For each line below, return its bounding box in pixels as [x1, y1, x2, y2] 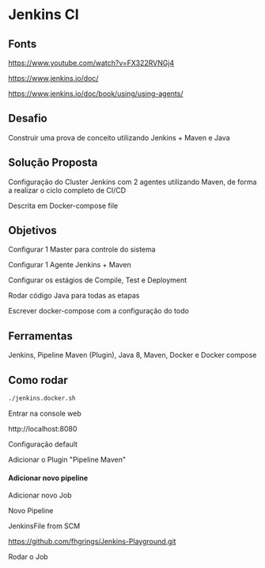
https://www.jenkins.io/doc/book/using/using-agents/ [8, 89, 184, 98]
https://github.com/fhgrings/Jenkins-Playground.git [8, 537, 176, 547]
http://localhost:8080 [8, 424, 78, 433]
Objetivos [8, 224, 57, 237]
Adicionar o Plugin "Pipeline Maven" [8, 455, 127, 464]
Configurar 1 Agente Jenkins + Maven [8, 260, 132, 270]
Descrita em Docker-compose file [8, 201, 119, 210]
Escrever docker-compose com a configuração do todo [8, 306, 190, 316]
